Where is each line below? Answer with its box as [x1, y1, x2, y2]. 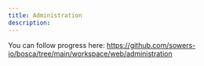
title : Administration [8, 11, 82, 20]
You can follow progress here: [8, 40, 105, 49]
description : [8, 19, 51, 27]
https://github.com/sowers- [106, 40, 196, 49]
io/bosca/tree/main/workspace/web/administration [8, 49, 173, 58]
